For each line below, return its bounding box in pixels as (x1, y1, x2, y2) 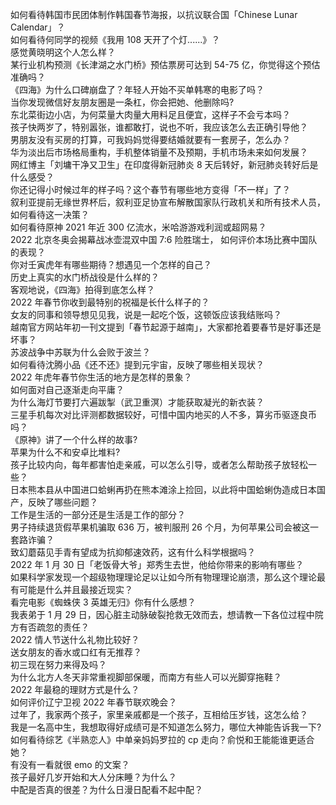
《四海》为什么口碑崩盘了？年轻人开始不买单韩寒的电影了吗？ (10, 84, 265, 95)
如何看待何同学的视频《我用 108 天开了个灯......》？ (10, 34, 221, 45)
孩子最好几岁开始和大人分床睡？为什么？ (10, 771, 177, 783)
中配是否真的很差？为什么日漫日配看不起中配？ (10, 784, 203, 795)
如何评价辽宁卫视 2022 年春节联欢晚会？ (10, 696, 178, 708)
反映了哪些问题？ (27, 496, 98, 508)
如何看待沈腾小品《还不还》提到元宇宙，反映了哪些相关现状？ (10, 359, 265, 370)
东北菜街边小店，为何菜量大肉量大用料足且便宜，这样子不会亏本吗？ (10, 109, 291, 120)
